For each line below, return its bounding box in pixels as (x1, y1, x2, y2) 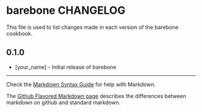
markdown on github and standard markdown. (6, 99, 121, 106)
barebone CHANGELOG (6, 4, 126, 17)
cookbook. (6, 30, 33, 37)
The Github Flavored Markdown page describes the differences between (6, 92, 186, 99)
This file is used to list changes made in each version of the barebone (6, 23, 179, 31)
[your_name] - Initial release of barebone (14, 63, 117, 70)
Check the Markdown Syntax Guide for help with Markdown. (6, 81, 156, 88)
